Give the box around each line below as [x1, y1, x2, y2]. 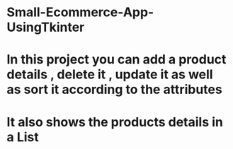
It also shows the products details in [6, 114, 224, 130]
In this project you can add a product [6, 52, 227, 68]
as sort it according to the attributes [6, 82, 222, 97]
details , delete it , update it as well [6, 66, 213, 83]
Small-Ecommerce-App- [6, 4, 154, 20]
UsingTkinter [6, 19, 85, 35]
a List [6, 129, 40, 145]
